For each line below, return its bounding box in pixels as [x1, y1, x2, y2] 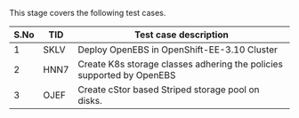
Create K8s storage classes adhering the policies [77, 58, 283, 70]
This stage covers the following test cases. [9, 8, 166, 18]
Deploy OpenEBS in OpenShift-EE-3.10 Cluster [77, 43, 278, 56]
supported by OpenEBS [77, 69, 176, 81]
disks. [77, 95, 102, 106]
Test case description [134, 28, 229, 41]
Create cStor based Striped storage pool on [77, 83, 260, 96]
